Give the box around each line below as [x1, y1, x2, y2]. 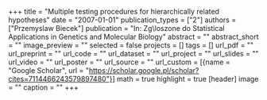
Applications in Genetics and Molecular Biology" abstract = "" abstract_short [8, 32, 259, 41]
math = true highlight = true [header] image [116, 75, 259, 83]
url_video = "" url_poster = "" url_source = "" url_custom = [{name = [8, 57, 230, 67]
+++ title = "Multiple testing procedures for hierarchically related [8, 7, 220, 16]
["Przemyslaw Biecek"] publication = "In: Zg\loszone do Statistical [8, 24, 225, 33]
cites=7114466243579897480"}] [8, 75, 115, 83]
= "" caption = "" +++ [8, 83, 79, 92]
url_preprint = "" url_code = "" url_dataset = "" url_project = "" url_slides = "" [8, 49, 259, 58]
